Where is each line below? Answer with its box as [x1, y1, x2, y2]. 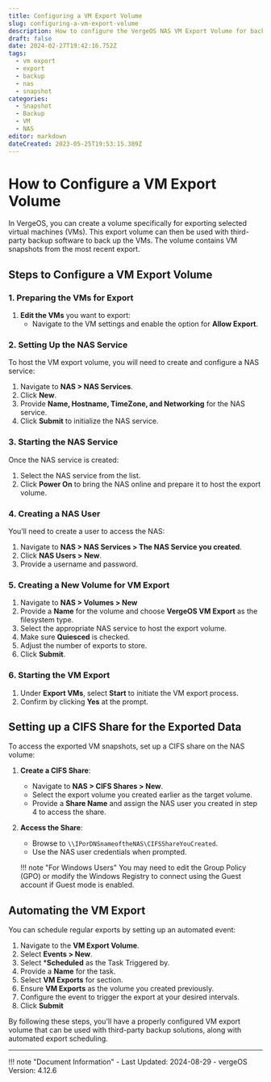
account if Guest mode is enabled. [19, 880, 135, 890]
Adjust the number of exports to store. [19, 641, 148, 651]
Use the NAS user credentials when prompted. [31, 847, 187, 857]
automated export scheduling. [8, 1033, 109, 1044]
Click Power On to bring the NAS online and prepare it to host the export [19, 479, 261, 489]
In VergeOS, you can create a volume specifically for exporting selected [8, 219, 248, 228]
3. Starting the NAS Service [8, 436, 119, 448]
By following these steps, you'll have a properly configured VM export [8, 1016, 240, 1026]
